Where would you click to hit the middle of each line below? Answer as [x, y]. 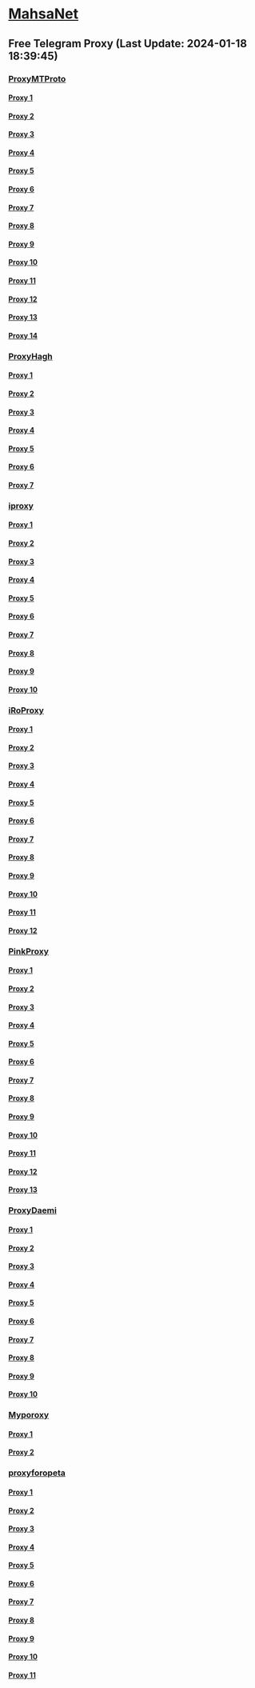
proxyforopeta [37, 1473]
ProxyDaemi [33, 1210]
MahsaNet [43, 14]
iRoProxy [26, 710]
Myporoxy [29, 1415]
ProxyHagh [31, 356]
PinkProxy [29, 951]
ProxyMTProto [37, 78]
